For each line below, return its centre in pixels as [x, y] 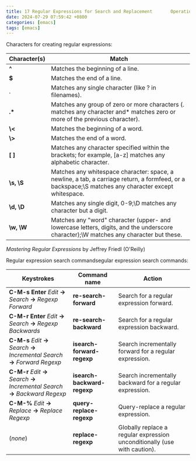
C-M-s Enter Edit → [37, 292]
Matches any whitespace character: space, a [112, 172]
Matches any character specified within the [110, 148]
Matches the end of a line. [87, 78]
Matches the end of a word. [89, 138]
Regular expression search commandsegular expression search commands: [97, 260]
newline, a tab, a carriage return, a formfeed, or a [118, 179]
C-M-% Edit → [30, 403]
